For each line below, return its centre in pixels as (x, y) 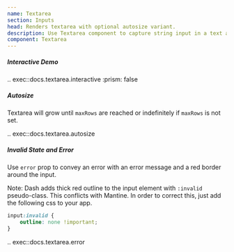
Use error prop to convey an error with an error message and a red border (114, 167)
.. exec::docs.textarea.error (46, 242)
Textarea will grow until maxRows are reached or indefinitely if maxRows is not (114, 113)
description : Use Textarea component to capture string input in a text (115, 33)
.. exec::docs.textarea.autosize (51, 134)
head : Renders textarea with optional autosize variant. (92, 26)
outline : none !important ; (59, 222)
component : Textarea (37, 40)
